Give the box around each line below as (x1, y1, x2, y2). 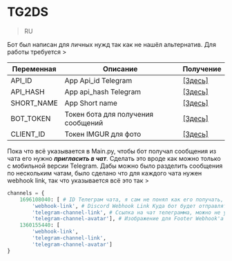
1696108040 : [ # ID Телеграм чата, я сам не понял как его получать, (19, 196, 224, 203)
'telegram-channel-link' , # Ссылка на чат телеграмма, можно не (32, 209, 221, 216)
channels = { (7, 189, 45, 197)
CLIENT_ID (10, 129, 46, 139)
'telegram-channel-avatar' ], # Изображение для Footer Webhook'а (32, 215, 224, 222)
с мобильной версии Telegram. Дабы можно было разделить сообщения (7, 162, 223, 170)
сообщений (64, 118, 104, 128)
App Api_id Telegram (64, 75, 133, 85)
